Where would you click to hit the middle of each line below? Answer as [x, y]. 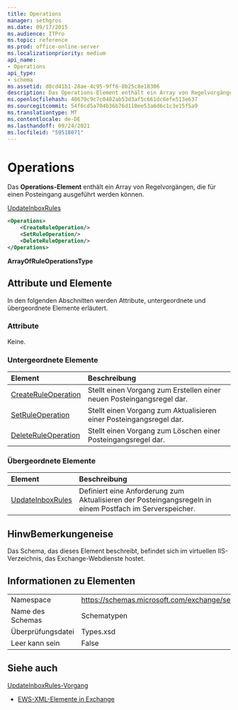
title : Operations [34, 14]
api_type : [22, 73]
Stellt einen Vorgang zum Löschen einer [154, 431]
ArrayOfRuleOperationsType [50, 261]
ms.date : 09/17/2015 [38, 27]
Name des [28, 612]
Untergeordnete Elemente [53, 360]
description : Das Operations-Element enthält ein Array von [98, 93]
